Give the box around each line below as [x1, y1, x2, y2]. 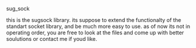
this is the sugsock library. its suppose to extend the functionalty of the [6, 17, 181, 23]
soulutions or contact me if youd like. [6, 36, 97, 42]
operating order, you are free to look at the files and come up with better [6, 29, 184, 36]
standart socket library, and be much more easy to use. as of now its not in [6, 23, 190, 30]
